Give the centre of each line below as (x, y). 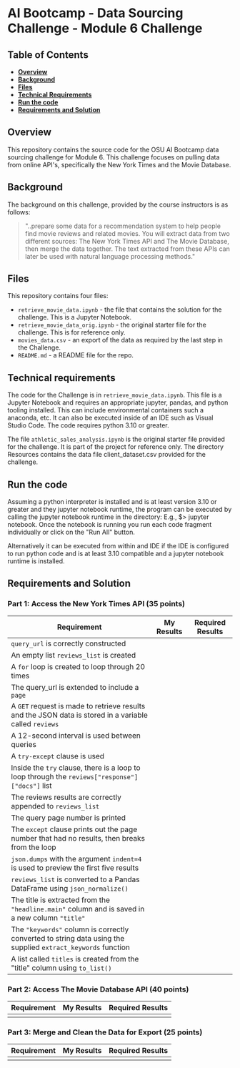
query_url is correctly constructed (69, 643)
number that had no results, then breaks (78, 838)
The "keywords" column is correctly (70, 929)
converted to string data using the (68, 938)
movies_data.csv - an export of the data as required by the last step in (120, 340)
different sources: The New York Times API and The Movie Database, (127, 241)
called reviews (35, 723)
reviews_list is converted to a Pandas (75, 879)
